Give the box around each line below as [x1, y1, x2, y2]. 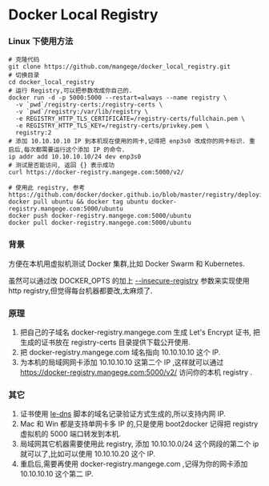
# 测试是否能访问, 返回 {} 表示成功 [8, 162, 114, 170]
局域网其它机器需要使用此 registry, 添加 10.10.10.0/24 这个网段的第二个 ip [19, 439, 259, 449]
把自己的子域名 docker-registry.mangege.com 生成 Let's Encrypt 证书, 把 [19, 327, 261, 337]
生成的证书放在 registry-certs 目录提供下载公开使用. [19, 338, 191, 347]
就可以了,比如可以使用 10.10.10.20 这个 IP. [19, 449, 156, 459]
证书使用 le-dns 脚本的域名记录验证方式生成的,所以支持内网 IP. [19, 409, 227, 419]
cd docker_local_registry [8, 78, 94, 86]
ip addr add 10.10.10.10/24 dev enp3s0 [8, 153, 142, 161]
